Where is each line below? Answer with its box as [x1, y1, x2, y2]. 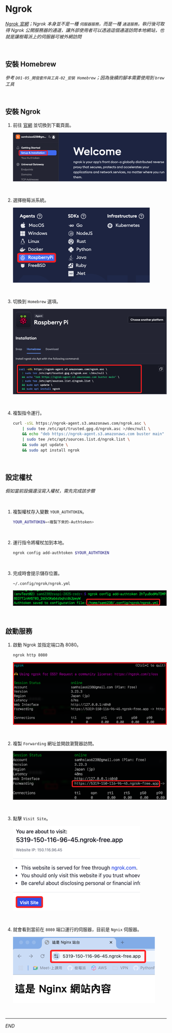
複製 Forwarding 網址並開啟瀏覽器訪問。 [12, 740, 97, 746]
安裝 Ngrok [5, 107, 41, 116]
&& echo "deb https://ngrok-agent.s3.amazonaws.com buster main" [22, 431, 165, 436]
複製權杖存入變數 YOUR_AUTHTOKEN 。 [12, 508, 87, 514]
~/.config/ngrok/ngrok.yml [12, 581, 71, 586]
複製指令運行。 [12, 410, 45, 416]
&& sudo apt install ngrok [22, 448, 80, 453]
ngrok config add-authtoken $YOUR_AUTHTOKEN [12, 550, 110, 555]
